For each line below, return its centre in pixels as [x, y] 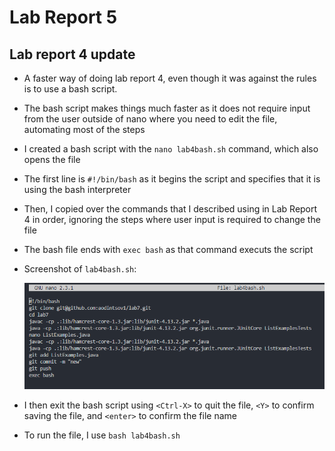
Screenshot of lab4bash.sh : [80, 269]
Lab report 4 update [72, 54]
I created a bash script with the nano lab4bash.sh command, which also [171, 149]
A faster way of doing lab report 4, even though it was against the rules [170, 78]
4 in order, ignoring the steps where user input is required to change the [172, 219]
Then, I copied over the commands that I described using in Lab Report [170, 209]
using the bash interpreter [77, 189]
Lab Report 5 [63, 17]
